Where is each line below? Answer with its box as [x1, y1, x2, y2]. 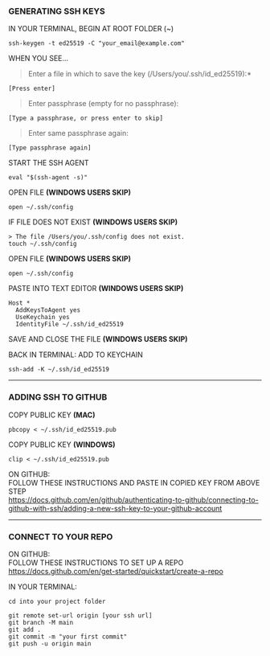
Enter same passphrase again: [27, 129, 129, 138]
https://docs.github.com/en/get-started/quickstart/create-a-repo [8, 566, 223, 576]
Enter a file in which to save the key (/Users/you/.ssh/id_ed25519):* [27, 69, 252, 79]
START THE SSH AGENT [8, 158, 90, 168]
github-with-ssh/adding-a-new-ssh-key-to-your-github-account [8, 503, 223, 513]
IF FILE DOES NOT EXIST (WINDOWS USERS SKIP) [8, 217, 178, 227]
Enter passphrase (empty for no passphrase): [27, 99, 179, 109]
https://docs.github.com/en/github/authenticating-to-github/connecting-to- [8, 494, 259, 504]
